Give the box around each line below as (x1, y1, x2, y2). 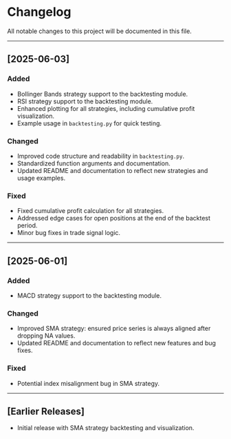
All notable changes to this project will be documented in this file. (7, 27, 192, 35)
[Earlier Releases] (7, 405, 85, 417)
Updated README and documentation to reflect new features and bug (16, 339, 217, 347)
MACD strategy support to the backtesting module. (16, 291, 162, 300)
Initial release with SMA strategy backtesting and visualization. (16, 424, 195, 432)
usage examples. (16, 174, 66, 182)
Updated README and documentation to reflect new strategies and (16, 166, 208, 174)
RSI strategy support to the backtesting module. (16, 97, 153, 105)
